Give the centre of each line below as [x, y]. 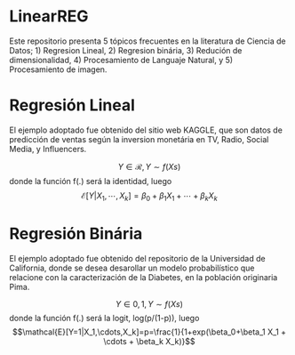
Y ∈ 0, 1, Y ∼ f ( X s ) [149, 303]
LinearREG [49, 16]
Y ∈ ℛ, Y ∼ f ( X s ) [149, 166]
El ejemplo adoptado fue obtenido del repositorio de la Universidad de [137, 258]
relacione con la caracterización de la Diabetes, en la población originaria [144, 277]
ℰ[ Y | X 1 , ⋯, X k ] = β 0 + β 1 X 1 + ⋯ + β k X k [149, 196]
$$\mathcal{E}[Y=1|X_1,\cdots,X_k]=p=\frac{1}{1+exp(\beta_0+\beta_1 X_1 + [149, 332]
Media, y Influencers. [48, 149]
